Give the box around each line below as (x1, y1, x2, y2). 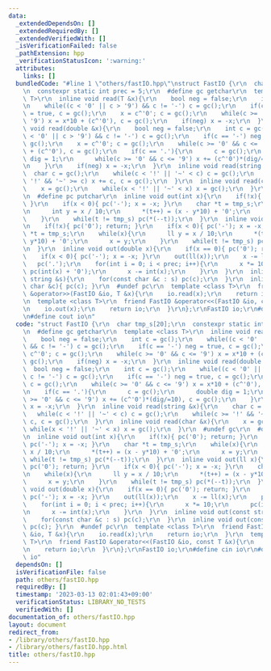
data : (8, 11, 27, 20)
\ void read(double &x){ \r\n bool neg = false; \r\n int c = (23, 124, 251, 133)
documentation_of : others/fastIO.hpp (8, 613, 135, 621)
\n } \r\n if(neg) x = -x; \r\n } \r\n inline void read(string (23, 162, 262, 171)
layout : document (8, 620, 67, 629)
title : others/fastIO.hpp (8, 651, 95, 659)
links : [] (23, 72, 56, 80)
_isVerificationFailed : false (15, 42, 117, 50)
